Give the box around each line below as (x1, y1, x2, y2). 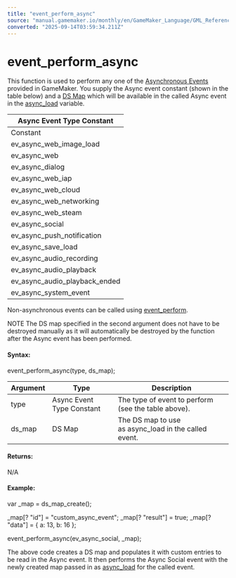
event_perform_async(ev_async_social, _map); (7, 534, 142, 542)
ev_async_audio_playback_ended (11, 276, 121, 286)
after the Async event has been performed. (7, 335, 132, 343)
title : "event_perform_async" (7, 10, 96, 18)
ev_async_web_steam (11, 208, 82, 218)
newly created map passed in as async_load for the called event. (7, 563, 195, 571)
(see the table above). (117, 404, 190, 413)
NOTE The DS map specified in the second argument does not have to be (7, 319, 220, 328)
